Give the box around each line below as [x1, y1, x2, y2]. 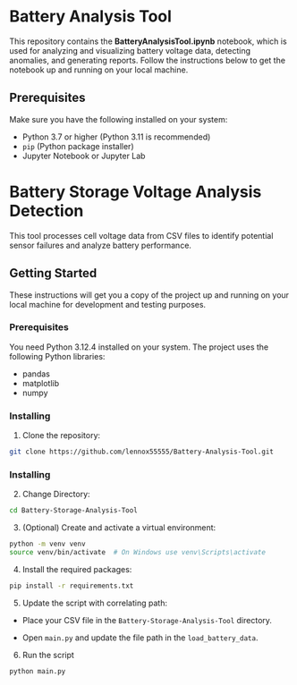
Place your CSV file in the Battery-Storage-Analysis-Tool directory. [21, 614, 273, 625]
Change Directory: [21, 489, 91, 500]
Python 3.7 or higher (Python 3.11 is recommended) [21, 131, 211, 142]
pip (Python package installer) [21, 140, 134, 151]
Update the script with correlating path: [21, 597, 168, 608]
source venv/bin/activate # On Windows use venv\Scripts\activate [9, 548, 267, 557]
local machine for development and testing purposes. [9, 299, 207, 309]
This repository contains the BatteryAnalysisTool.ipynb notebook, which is [9, 36, 288, 47]
